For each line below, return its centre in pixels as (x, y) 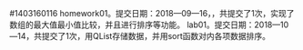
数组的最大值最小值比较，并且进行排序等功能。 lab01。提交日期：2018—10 (149, 25)
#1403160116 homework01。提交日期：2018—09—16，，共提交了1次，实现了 (152, 13)
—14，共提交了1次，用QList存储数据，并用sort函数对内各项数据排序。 (140, 36)
